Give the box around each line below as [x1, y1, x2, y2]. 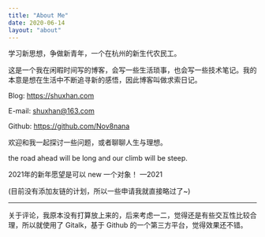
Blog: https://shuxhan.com [8, 91, 95, 101]
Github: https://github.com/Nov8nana [8, 121, 130, 131]
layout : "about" [8, 26, 62, 34]
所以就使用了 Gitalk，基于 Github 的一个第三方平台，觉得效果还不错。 [21, 220, 248, 230]
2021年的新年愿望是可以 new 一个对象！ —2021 [8, 170, 163, 180]
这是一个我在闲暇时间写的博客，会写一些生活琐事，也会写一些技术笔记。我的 [8, 65, 257, 75]
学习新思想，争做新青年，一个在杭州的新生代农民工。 [8, 49, 181, 58]
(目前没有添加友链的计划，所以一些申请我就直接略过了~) [8, 187, 191, 196]
